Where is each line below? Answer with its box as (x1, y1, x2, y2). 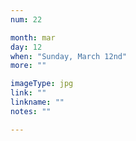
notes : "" (10, 106, 52, 116)
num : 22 (10, 14, 43, 25)
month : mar (10, 32, 56, 43)
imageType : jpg (10, 79, 74, 89)
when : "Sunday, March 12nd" (10, 51, 128, 61)
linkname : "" (10, 97, 65, 107)
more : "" (10, 61, 47, 71)
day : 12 (10, 42, 43, 52)
